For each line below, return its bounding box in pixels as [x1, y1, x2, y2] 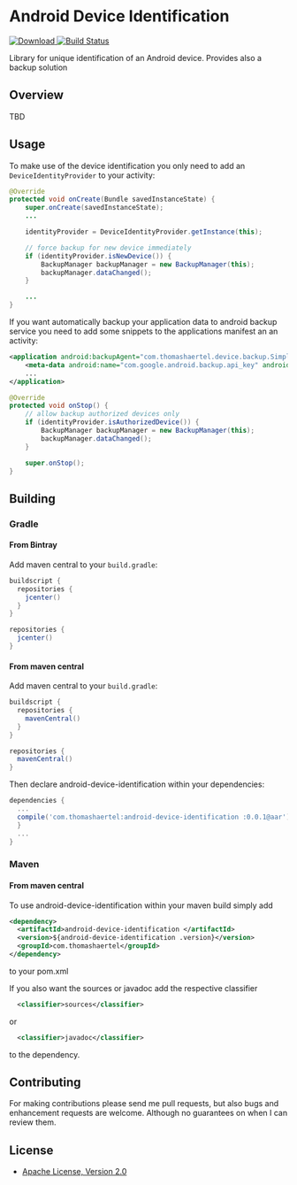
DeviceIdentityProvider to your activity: [9, 170, 156, 181]
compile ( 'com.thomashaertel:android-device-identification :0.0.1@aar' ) [17, 812, 291, 821]
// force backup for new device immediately [25, 243, 192, 252]
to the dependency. [9, 1049, 80, 1059]
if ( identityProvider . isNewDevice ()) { [25, 251, 172, 260]
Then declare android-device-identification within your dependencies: [9, 779, 265, 789]
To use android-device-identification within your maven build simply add [9, 900, 274, 911]
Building [9, 491, 56, 506]
